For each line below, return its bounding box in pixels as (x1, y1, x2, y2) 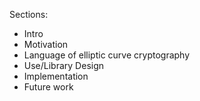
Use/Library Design (23, 60, 105, 71)
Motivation (23, 39, 69, 50)
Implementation (23, 70, 89, 82)
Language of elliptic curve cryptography (23, 49, 191, 61)
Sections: (9, 9, 49, 20)
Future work (23, 81, 74, 93)
